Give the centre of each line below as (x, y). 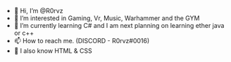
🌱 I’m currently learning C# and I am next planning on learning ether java (119, 25)
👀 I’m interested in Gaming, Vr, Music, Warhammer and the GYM (107, 18)
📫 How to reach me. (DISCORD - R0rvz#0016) (82, 41)
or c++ (24, 33)
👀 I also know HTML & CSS (53, 51)
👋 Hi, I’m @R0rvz (38, 11)
